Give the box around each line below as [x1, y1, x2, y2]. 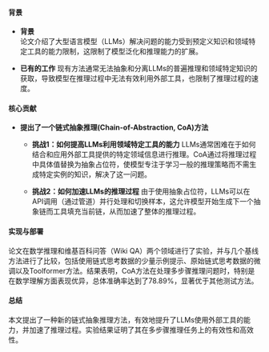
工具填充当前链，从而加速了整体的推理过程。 [53, 206, 201, 216]
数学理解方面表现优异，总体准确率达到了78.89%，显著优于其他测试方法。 [14, 276, 259, 286]
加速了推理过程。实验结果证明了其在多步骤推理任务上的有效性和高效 [29, 325, 254, 334]
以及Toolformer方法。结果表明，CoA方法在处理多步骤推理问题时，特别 [14, 266, 248, 275]
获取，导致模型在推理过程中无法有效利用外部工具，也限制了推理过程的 [19, 74, 252, 83]
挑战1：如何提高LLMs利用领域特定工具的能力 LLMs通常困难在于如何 [31, 140, 256, 150]
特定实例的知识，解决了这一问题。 [38, 170, 152, 179]
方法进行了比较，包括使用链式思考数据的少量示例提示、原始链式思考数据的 [8, 256, 254, 266]
